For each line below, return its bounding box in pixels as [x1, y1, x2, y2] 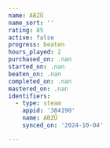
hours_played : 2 [8, 48, 61, 56]
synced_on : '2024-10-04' [22, 121, 104, 129]
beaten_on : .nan [8, 70, 61, 78]
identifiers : [8, 92, 51, 100]
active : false [8, 33, 55, 42]
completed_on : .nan [8, 77, 72, 85]
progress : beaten [8, 41, 65, 49]
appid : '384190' [22, 107, 76, 115]
